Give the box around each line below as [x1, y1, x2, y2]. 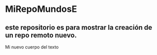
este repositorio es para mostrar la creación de [5, 23, 153, 32]
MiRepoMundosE [5, 3, 77, 15]
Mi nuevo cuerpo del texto [5, 44, 59, 50]
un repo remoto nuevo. [5, 31, 77, 39]
